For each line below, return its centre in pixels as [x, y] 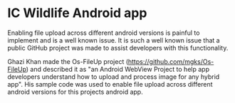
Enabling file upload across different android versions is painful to [104, 33]
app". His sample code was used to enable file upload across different [110, 84]
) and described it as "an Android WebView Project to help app [118, 69]
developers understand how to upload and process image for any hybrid [114, 77]
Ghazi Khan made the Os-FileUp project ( [68, 61]
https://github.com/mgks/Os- [171, 61]
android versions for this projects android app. [75, 92]
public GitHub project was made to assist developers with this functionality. [118, 48]
